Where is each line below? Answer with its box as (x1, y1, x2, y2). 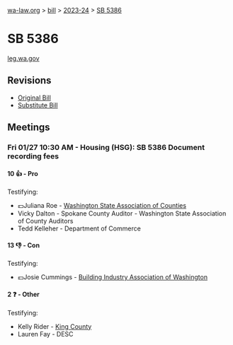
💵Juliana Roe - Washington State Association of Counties (17, 201, 186, 210)
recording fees (7, 151, 59, 161)
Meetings (7, 122, 51, 134)
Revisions (7, 74, 52, 87)
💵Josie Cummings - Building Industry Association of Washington (17, 273, 208, 281)
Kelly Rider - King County (17, 322, 92, 331)
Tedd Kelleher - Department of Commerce (17, 224, 142, 233)
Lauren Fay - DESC (17, 329, 74, 338)
